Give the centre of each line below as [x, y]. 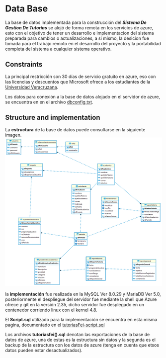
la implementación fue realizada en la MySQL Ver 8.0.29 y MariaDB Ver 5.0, [83, 294]
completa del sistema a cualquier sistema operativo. [58, 49]
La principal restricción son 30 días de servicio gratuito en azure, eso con [81, 76]
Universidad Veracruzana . [32, 87]
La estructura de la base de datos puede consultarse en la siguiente [75, 129]
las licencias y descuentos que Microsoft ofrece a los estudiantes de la [78, 82]
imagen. [13, 135]
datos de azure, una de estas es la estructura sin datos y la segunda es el [80, 340]
